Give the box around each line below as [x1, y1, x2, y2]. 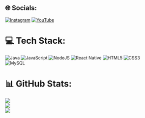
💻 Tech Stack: [5, 35, 66, 46]
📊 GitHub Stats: [5, 78, 72, 89]
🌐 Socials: [5, 4, 37, 12]
